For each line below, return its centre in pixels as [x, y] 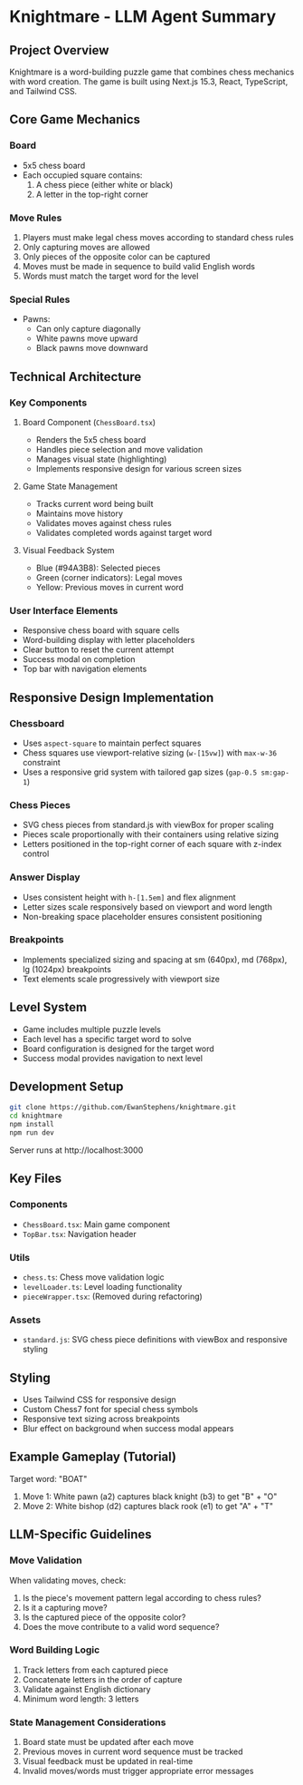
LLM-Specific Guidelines [80, 1535]
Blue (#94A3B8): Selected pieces [98, 568]
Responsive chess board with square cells [101, 630]
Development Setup [66, 1087]
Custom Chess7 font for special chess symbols [110, 1409]
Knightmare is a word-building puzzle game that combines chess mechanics [152, 72]
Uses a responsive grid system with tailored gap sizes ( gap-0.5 [140, 772]
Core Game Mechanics [75, 120]
